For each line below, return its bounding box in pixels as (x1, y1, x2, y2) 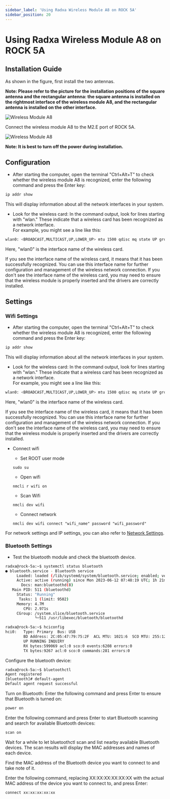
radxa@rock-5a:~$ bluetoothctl (5, 667, 71, 672)
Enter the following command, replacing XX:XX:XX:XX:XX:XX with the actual (5, 775, 164, 781)
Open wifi (20, 474, 40, 480)
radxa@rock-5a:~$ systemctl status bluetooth (5, 564, 103, 569)
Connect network (20, 511, 57, 517)
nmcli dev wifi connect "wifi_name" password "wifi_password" (12, 521, 147, 526)
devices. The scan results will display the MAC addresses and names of (5, 744, 155, 750)
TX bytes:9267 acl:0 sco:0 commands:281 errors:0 (23, 648, 130, 653)
